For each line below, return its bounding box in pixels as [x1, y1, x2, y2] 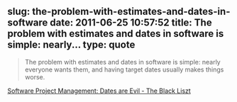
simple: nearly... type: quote [7, 39, 136, 51]
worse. [24, 72, 45, 81]
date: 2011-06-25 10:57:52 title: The [49, 17, 212, 29]
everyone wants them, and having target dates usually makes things [24, 65, 224, 74]
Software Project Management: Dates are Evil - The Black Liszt [7, 86, 192, 95]
